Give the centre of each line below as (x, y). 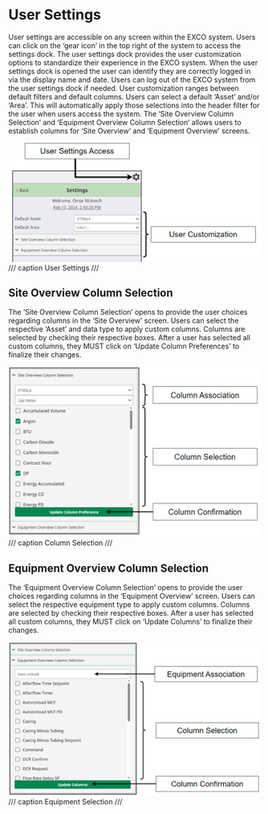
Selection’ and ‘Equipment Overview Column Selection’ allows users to (125, 122)
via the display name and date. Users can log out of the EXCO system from (132, 79)
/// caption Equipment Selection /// (65, 801)
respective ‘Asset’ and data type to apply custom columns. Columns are (127, 329)
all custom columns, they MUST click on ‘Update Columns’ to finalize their (130, 622)
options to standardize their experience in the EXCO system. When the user (133, 63)
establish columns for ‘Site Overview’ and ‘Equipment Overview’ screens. (129, 131)
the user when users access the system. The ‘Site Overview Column (121, 113)
